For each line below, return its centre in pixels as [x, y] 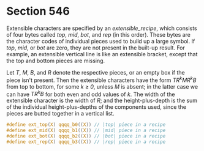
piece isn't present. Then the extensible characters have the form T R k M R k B [101, 79]
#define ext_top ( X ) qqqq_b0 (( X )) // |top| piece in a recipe [86, 125]
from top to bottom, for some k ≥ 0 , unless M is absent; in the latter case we [102, 86]
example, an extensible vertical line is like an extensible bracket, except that [102, 54]
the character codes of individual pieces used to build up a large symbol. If [101, 41]
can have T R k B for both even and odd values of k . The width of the [91, 94]
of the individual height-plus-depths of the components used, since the [96, 107]
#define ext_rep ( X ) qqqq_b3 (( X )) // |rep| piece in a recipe [86, 142]
